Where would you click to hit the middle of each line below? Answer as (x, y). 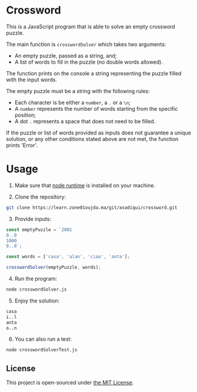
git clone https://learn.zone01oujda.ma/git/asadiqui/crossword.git (92, 207)
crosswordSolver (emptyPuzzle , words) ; (54, 268)
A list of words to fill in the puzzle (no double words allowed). (89, 62)
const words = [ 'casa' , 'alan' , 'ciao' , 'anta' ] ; (68, 257)
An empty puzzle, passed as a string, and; (66, 55)
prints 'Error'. (22, 145)
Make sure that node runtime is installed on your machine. (85, 185)
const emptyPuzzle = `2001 (39, 230)
